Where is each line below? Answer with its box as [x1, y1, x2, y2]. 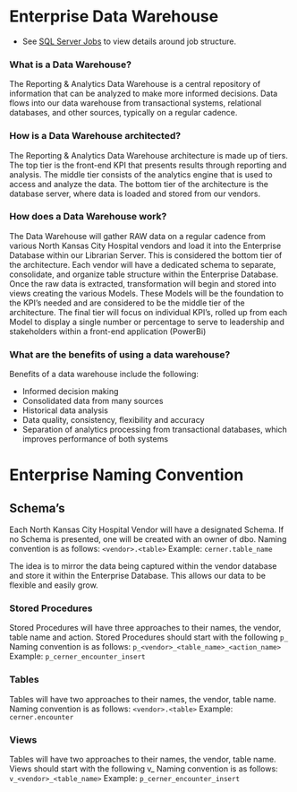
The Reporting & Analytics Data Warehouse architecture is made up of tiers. [9, 150, 288, 160]
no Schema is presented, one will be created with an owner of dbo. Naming [9, 534, 287, 545]
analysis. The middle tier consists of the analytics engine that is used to [9, 168, 273, 180]
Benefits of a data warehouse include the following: [9, 369, 199, 380]
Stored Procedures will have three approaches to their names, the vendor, [9, 623, 282, 633]
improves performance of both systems [21, 434, 168, 444]
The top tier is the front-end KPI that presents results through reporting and [9, 159, 287, 170]
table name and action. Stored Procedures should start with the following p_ [9, 632, 289, 642]
